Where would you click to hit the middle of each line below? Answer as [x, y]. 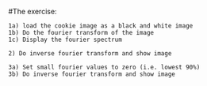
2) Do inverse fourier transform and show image [90, 54]
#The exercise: [33, 11]
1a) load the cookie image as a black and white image [101, 26]
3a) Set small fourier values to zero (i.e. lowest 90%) [104, 67]
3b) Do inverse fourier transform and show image [92, 74]
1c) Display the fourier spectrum [65, 39]
